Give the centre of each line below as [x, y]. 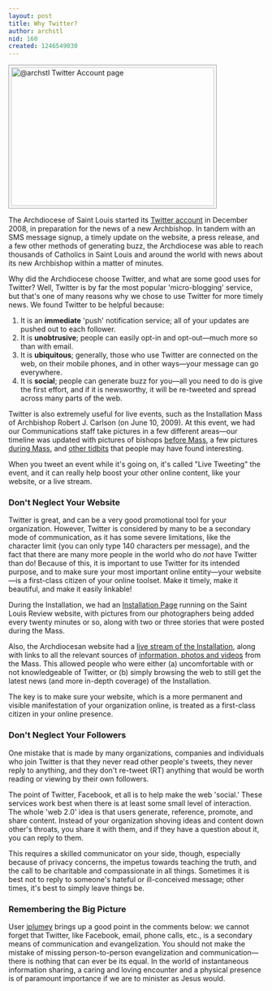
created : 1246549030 [43, 46]
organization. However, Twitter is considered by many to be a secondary [130, 529]
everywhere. [41, 372]
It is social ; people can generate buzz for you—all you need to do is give [141, 381]
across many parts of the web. [71, 398]
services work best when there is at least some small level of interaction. [130, 803]
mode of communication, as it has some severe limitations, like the [120, 538]
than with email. [47, 347]
